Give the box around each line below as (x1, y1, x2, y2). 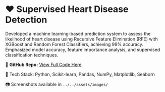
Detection (5, 14, 47, 25)
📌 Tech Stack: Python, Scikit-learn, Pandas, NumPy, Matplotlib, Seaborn (5, 71, 155, 77)
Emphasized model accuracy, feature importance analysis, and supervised (5, 46, 160, 52)
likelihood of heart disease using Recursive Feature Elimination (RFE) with (5, 36, 158, 42)
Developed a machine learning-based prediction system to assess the (5, 30, 151, 36)
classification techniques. (5, 51, 59, 58)
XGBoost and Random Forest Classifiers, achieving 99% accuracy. (5, 41, 144, 47)
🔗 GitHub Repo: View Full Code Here (5, 61, 82, 67)
